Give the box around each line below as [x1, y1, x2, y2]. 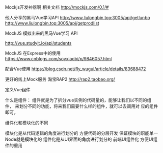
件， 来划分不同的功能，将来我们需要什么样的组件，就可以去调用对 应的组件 [5, 103, 158, 109]
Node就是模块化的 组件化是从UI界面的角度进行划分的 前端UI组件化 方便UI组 [5, 136, 158, 142]
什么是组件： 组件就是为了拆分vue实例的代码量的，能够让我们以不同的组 [5, 97, 152, 103]
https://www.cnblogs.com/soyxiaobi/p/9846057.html [5, 56, 112, 61]
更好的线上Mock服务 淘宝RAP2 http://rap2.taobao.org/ [5, 76, 115, 82]
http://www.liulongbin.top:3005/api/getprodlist [5, 20, 100, 26]
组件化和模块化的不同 [5, 120, 48, 126]
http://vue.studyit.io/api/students [5, 40, 72, 46]
